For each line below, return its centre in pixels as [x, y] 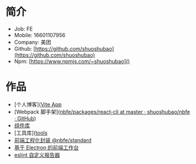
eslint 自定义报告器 [37, 155]
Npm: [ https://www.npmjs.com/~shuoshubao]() [72, 61]
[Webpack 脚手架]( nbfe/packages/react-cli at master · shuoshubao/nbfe [102, 111]
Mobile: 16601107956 [40, 35]
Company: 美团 [32, 42]
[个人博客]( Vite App [38, 104]
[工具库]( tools [31, 133]
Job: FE [23, 29]
